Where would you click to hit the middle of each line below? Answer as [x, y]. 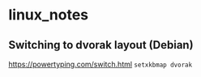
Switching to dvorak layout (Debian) [101, 45]
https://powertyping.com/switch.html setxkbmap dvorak [100, 64]
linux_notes [49, 15]
